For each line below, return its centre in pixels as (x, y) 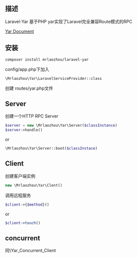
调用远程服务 (18, 195)
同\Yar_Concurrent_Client (31, 251)
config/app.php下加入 (27, 69)
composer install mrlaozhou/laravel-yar (47, 59)
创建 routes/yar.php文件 (29, 88)
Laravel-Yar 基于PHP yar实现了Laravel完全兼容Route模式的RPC (69, 22)
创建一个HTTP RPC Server (32, 116)
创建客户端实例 (20, 176)
